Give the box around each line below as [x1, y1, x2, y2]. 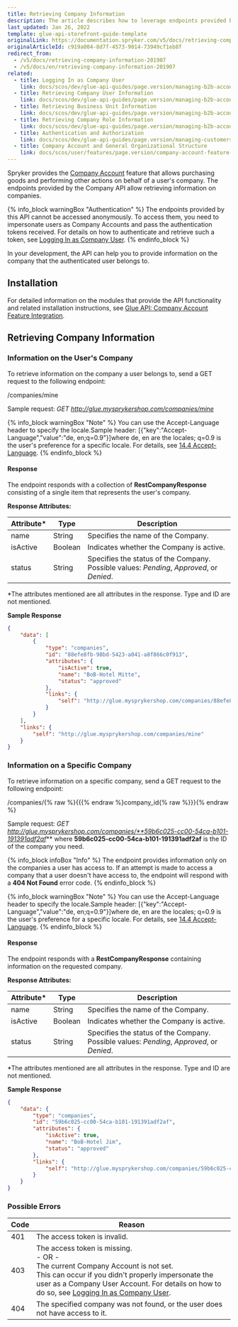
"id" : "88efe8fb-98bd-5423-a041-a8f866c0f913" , [45, 651, 189, 658]
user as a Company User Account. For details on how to [36, 1279, 222, 1289]
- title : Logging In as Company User [13, 76, 125, 84]
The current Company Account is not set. [36, 1261, 174, 1271]
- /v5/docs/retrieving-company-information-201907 [13, 57, 166, 64]
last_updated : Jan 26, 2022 [7, 23, 91, 31]
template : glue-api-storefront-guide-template [7, 30, 147, 38]
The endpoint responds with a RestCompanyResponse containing [7, 954, 202, 963]
